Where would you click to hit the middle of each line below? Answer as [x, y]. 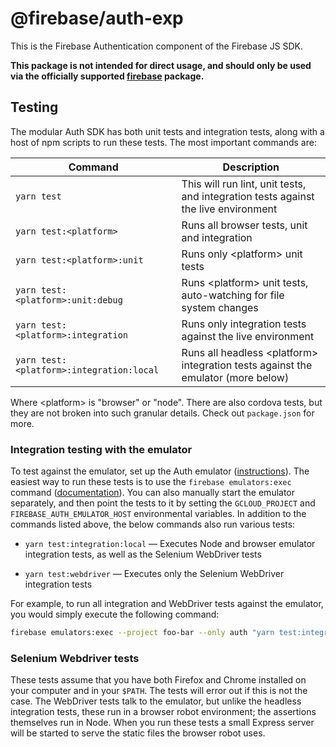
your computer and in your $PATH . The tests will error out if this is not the [159, 691]
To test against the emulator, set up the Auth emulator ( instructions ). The [160, 471]
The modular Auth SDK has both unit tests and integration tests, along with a [167, 131]
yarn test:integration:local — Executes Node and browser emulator [170, 544]
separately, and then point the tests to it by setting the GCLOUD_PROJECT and [163, 503]
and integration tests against [248, 196]
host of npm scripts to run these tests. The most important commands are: [163, 142]
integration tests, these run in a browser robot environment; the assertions [163, 712]
